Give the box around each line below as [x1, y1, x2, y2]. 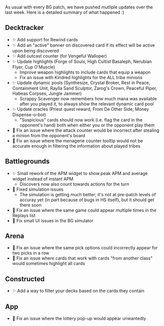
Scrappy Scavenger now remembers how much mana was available [19, 95, 157, 101]
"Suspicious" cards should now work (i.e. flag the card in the [19, 117, 143, 122]
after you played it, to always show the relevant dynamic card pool [19, 101, 154, 107]
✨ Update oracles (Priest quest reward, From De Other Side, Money [12, 106, 149, 112]
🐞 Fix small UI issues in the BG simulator [12, 217, 94, 223]
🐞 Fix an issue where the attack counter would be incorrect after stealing [12, 127, 160, 133]
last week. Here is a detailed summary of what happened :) [5, 9, 124, 15]
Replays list [12, 212, 36, 218]
